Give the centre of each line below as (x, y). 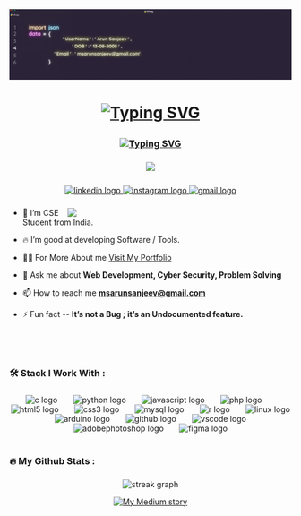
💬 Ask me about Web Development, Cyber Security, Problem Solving (152, 275)
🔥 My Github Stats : (52, 460)
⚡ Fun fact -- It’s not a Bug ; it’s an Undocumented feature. (133, 314)
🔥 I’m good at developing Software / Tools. (101, 239)
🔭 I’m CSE (40, 212)
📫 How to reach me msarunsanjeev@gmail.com (114, 292)
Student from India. (58, 222)
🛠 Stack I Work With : (57, 373)
